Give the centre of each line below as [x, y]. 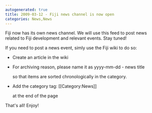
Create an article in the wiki [40, 57]
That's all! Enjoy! [22, 106]
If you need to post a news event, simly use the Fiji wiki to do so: [71, 48]
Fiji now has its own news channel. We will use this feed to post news [76, 33]
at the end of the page [35, 96]
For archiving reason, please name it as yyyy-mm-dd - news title [78, 67]
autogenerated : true [27, 10]
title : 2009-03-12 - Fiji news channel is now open [60, 14]
